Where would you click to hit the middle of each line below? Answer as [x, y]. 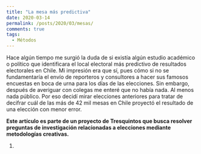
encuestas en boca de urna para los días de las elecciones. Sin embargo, [98, 83]
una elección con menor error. [44, 109]
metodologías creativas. [38, 134]
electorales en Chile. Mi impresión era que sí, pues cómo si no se [88, 70]
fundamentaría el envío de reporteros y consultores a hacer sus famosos [97, 77]
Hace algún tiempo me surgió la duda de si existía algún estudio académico [101, 58]
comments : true [26, 29]
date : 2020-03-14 [28, 18]
